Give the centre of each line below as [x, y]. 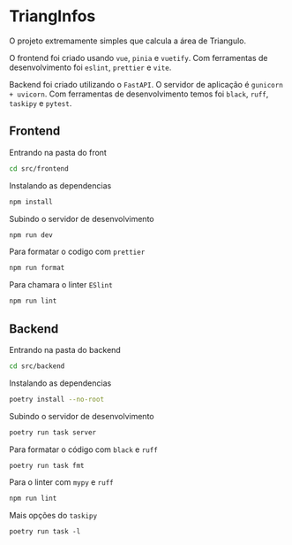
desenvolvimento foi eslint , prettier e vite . [90, 67]
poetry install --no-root [56, 399]
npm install [31, 202]
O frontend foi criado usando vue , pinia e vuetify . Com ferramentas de [139, 58]
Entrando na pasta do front [58, 152]
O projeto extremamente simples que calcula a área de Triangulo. [128, 41]
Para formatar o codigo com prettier [77, 252]
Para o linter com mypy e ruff [61, 482]
